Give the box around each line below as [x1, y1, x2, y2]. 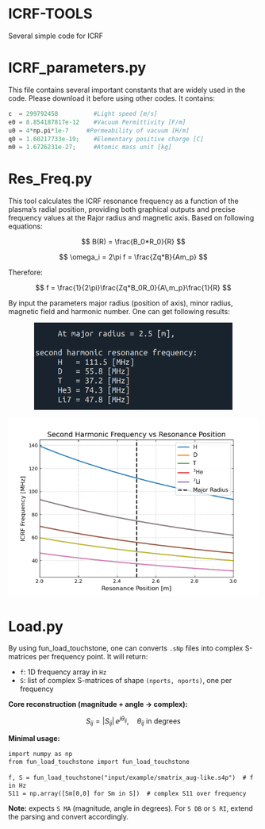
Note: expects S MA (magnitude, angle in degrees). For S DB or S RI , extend [8, 803, 254, 813]
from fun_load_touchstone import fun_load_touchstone [8, 758, 190, 766]
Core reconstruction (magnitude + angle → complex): [8, 700, 188, 709]
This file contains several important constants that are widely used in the [8, 85, 246, 94]
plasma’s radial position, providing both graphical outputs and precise [8, 205, 236, 214]
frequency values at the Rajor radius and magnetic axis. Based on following [8, 213, 255, 223]
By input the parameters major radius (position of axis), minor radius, [8, 298, 233, 308]
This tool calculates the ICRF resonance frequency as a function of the [8, 196, 240, 206]
